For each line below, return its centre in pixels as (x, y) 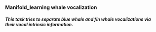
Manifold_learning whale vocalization (51, 7)
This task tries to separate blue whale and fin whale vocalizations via (78, 19)
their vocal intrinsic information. (39, 24)
